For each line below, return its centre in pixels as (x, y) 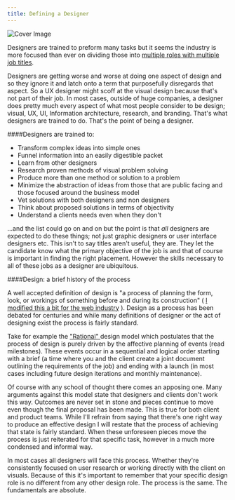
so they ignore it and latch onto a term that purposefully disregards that (110, 83)
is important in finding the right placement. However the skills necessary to (116, 258)
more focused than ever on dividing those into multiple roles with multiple (113, 55)
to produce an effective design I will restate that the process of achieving (113, 424)
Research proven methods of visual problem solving (93, 170)
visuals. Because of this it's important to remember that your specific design (117, 475)
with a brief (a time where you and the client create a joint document (106, 358)
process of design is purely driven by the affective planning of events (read (116, 344)
